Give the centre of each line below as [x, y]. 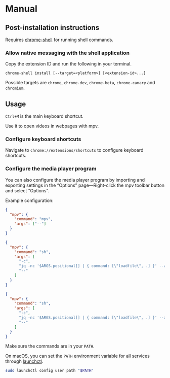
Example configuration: [30, 200]
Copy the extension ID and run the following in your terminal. [68, 64]
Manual [22, 9]
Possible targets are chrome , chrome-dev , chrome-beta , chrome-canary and [80, 83]
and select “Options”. [27, 190]
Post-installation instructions [52, 28]
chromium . [15, 88]
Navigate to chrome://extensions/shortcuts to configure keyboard [74, 150]
